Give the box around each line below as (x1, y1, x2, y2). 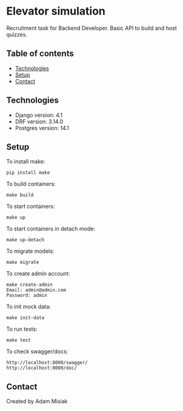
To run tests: (6, 325, 38, 333)
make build (6, 192, 34, 198)
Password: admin (6, 292, 47, 299)
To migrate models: (6, 247, 55, 255)
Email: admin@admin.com (6, 287, 67, 293)
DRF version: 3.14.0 (15, 117, 64, 125)
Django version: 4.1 (15, 111, 62, 119)
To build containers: (6, 181, 56, 188)
